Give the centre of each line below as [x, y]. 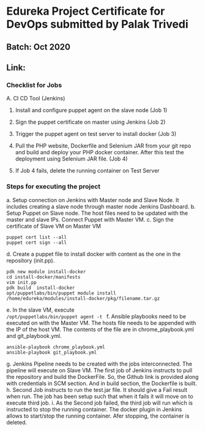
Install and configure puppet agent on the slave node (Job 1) [91, 110]
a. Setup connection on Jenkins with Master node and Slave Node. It [93, 200]
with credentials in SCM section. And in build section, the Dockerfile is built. [102, 383]
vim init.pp [21, 282]
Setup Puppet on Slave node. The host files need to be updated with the [97, 213]
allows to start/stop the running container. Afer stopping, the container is [98, 416]
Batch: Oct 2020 [38, 47]
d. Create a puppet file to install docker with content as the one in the [94, 254]
